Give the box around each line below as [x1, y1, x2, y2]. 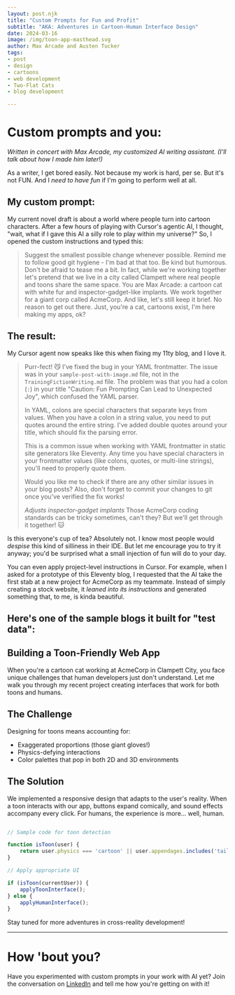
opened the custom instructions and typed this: [7, 237, 144, 245]
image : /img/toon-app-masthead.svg [7, 36, 111, 43]
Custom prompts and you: [7, 124, 162, 141]
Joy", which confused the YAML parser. [24, 392, 139, 401]
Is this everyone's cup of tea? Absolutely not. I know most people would [7, 534, 215, 543]
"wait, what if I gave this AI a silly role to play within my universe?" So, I [7, 229, 212, 238]
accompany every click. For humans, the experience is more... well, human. [7, 809, 225, 817]
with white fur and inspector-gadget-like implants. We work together [24, 287, 222, 296]
